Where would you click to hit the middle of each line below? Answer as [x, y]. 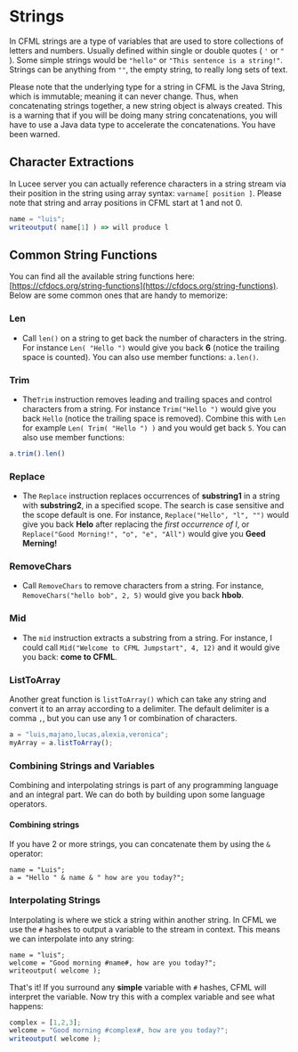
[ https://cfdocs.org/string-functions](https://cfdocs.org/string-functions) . [144, 286]
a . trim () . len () [37, 453]
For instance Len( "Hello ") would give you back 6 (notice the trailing [151, 347]
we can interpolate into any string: [72, 939]
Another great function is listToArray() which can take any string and [138, 699]
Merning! [40, 543]
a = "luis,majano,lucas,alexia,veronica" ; [89, 734]
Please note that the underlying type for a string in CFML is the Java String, [147, 86]
